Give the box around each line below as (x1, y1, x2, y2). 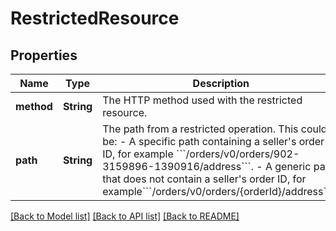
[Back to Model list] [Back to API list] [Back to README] (10, 210, 240, 222)
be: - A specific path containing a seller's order (102, 135, 325, 148)
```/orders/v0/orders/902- (176, 147, 300, 161)
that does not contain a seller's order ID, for (102, 172, 307, 186)
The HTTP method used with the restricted (102, 93, 303, 107)
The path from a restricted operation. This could (102, 122, 328, 136)
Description (192, 77, 250, 90)
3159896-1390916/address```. (102, 160, 254, 173)
